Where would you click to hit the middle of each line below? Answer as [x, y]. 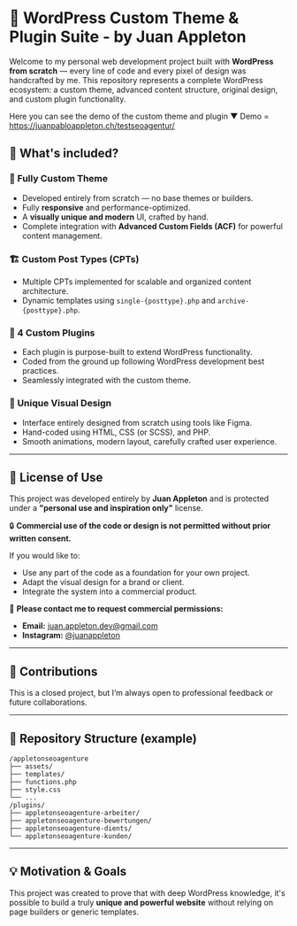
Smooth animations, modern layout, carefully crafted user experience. [149, 441]
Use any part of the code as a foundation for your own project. [136, 573]
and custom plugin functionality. [68, 99]
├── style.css [35, 790]
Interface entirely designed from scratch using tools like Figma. [137, 422]
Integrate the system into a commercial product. [109, 591]
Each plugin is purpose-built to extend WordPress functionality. [137, 352]
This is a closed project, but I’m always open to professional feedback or [141, 693]
